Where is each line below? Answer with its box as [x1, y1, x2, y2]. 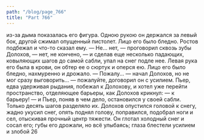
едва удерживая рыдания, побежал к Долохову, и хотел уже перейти [6, 82, 188, 90]
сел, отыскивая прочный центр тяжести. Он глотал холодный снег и [6, 115, 185, 122]
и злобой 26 [6, 128, 38, 135]
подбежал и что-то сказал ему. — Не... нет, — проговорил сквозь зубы [6, 44, 192, 52]
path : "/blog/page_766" [6, 8, 67, 15]
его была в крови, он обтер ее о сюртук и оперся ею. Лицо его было [6, 63, 186, 70]
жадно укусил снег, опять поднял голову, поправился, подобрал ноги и [6, 108, 194, 116]
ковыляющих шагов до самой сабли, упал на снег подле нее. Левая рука [6, 57, 198, 64]
